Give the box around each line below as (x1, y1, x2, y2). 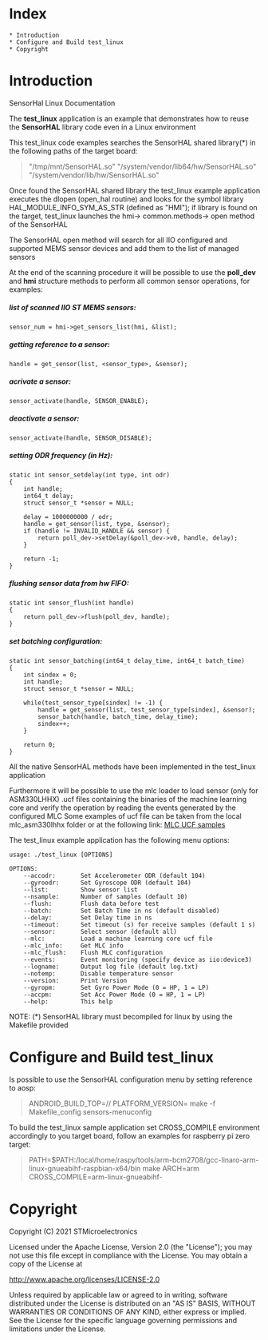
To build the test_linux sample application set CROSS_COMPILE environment (9, 1123, 260, 1132)
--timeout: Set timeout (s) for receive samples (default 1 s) (23, 920, 256, 928)
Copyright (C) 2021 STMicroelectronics (9, 1226, 138, 1236)
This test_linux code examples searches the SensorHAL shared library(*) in (9, 138, 256, 147)
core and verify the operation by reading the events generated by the (9, 803, 236, 812)
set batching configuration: (9, 636, 103, 646)
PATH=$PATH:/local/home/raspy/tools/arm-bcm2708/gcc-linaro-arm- (28, 1155, 259, 1164)
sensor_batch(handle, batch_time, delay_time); (37, 712, 199, 720)
